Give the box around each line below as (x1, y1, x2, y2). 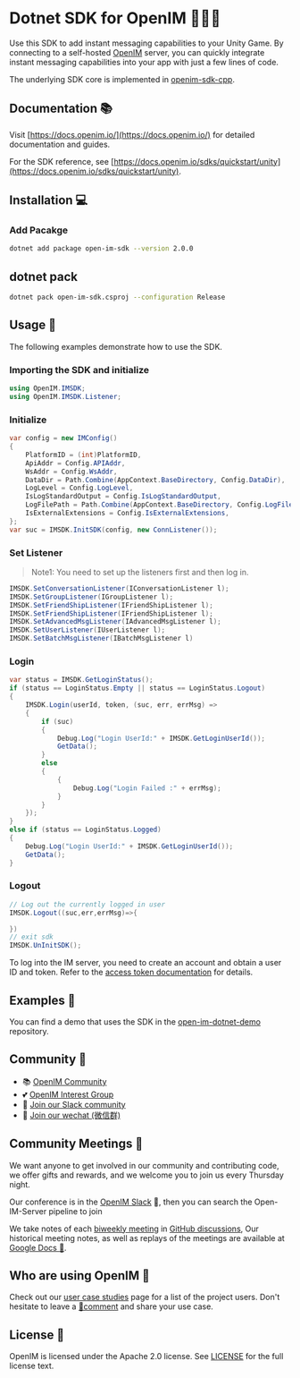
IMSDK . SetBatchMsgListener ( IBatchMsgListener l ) (9, 634, 194, 643)
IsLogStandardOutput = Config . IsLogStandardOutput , (25, 492, 221, 501)
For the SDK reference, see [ (9, 156, 114, 166)
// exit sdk (9, 932, 54, 942)
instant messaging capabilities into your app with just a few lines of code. (9, 56, 279, 67)
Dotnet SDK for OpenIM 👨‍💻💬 (9, 8, 221, 29)
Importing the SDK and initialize (9, 363, 150, 376)
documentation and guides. (9, 139, 111, 149)
